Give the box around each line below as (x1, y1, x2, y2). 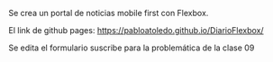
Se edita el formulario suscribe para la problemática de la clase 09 (8, 42, 255, 53)
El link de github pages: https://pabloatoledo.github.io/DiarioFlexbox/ (8, 25, 264, 35)
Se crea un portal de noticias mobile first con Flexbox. (8, 8, 209, 18)
